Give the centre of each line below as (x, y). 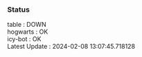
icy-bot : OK (24, 39)
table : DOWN (27, 25)
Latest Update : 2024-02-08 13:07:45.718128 (71, 47)
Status (18, 10)
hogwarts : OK (28, 32)
